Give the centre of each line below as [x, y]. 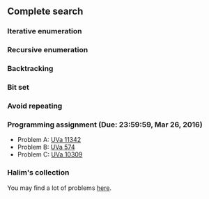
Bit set [18, 88]
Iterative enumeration [45, 31]
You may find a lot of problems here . [60, 188]
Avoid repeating [35, 106]
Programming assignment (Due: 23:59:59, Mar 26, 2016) [105, 125]
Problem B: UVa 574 [46, 147]
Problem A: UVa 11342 [49, 140]
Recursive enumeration [48, 50]
